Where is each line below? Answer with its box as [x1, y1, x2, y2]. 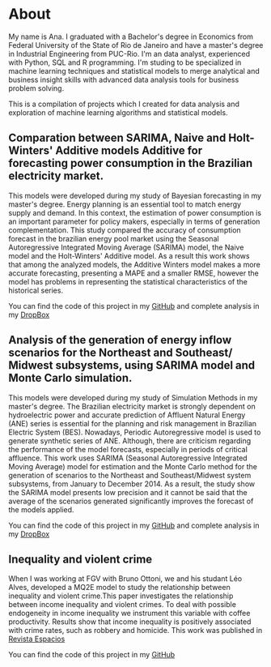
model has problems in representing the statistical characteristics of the [8, 276, 248, 286]
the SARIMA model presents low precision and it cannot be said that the [8, 487, 248, 497]
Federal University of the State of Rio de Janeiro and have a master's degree [8, 40, 264, 49]
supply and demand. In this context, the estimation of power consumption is [8, 207, 261, 217]
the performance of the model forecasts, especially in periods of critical [8, 444, 248, 454]
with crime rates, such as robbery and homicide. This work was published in [8, 626, 263, 635]
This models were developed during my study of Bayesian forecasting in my [8, 190, 261, 200]
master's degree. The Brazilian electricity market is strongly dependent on [8, 401, 256, 411]
